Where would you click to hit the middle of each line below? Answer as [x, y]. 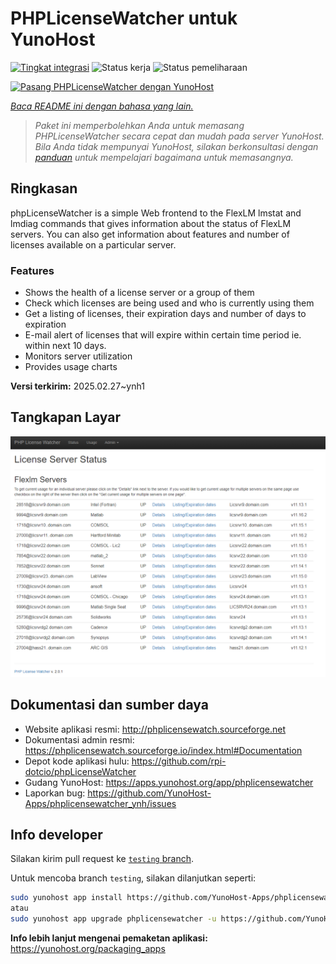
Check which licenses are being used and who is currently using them [169, 303]
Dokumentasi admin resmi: [79, 739]
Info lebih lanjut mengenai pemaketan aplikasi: [109, 938]
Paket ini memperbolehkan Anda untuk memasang [139, 125]
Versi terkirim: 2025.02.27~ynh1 [77, 386]
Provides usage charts [71, 367]
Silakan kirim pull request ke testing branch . [102, 859]
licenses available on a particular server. [93, 244]
